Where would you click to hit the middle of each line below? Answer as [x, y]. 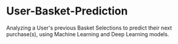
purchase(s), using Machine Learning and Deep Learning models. [88, 34]
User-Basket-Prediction [67, 11]
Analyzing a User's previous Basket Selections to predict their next [89, 28]
